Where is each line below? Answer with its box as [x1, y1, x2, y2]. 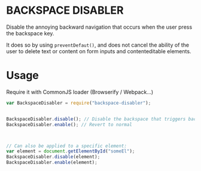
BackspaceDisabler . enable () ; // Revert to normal [6, 121, 133, 127]
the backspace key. [6, 29, 54, 36]
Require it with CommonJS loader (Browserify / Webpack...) [6, 88, 154, 96]
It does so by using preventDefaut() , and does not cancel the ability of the [6, 41, 190, 48]
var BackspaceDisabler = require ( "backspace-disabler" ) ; [6, 100, 151, 106]
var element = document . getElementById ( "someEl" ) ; [6, 148, 135, 154]
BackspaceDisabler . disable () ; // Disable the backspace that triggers [6, 116, 186, 122]
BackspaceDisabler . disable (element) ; [6, 154, 100, 160]
